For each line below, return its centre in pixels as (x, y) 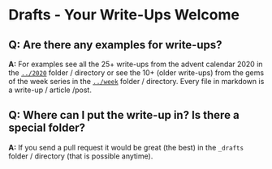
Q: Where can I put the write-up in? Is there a (124, 115)
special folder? (47, 128)
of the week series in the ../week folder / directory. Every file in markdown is (136, 81)
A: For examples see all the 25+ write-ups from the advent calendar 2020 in (136, 64)
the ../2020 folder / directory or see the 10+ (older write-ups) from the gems (136, 73)
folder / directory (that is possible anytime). (81, 156)
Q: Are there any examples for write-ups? (115, 45)
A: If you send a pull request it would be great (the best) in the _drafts (126, 147)
